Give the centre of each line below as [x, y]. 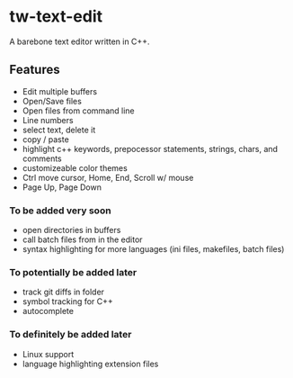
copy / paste [45, 139]
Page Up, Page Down [62, 187]
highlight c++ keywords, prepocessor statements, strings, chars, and [150, 148]
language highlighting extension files [90, 364]
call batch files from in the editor [82, 239]
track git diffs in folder [63, 292]
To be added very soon [60, 211]
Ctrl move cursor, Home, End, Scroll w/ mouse [108, 177]
